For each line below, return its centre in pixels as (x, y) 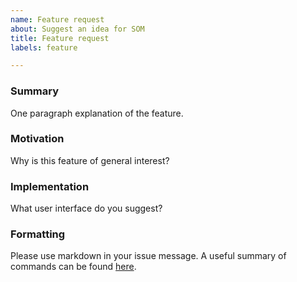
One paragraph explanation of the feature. (97, 113)
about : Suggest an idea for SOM (77, 29)
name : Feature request (57, 19)
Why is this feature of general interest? (90, 160)
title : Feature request (60, 38)
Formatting (38, 234)
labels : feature (44, 47)
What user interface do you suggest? (86, 208)
